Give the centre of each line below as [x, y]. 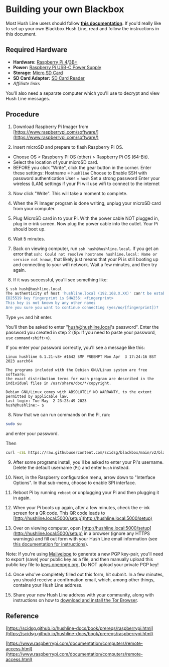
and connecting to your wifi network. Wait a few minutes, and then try [85, 264]
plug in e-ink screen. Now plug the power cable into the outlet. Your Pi [86, 223]
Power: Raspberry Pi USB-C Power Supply [57, 67]
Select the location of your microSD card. [56, 162]
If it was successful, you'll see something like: [60, 280]
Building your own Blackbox [65, 9]
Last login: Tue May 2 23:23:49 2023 [46, 401]
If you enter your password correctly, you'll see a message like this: [75, 347]
